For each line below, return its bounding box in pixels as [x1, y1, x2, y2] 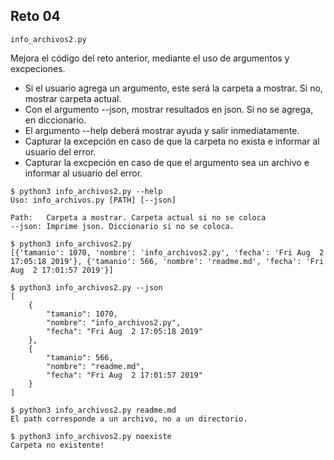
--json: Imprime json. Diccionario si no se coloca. [10, 221, 235, 231]
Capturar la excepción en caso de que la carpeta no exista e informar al [24, 135, 320, 147]
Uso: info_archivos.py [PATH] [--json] [10, 195, 177, 205]
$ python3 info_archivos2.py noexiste [10, 431, 172, 441]
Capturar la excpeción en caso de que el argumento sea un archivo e [24, 156, 310, 168]
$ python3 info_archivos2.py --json [10, 282, 163, 293]
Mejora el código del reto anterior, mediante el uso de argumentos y [10, 52, 290, 64]
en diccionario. [24, 114, 87, 126]
